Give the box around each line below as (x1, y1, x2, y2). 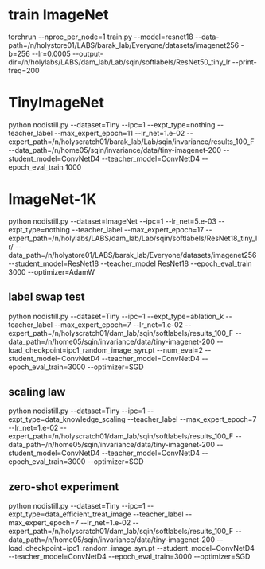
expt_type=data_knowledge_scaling (8, 415, 126, 424)
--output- (72, 49, 103, 58)
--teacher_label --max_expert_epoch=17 (71, 224, 205, 234)
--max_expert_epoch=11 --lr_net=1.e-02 (54, 128, 185, 138)
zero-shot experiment (8, 480, 119, 493)
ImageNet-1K (8, 190, 97, 209)
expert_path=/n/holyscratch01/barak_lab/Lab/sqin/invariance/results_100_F (8, 137, 255, 146)
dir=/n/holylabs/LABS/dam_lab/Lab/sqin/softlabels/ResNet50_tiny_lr (8, 57, 231, 67)
